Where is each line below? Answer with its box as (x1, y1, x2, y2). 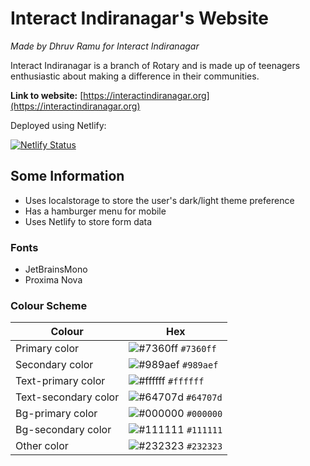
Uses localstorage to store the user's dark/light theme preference (24, 194, 295, 206)
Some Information (10, 168, 125, 185)
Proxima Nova (24, 274, 83, 286)
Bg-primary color (15, 407, 98, 421)
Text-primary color (15, 374, 106, 388)
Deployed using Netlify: (10, 119, 107, 131)
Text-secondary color (15, 390, 120, 404)
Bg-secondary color (15, 423, 112, 437)
